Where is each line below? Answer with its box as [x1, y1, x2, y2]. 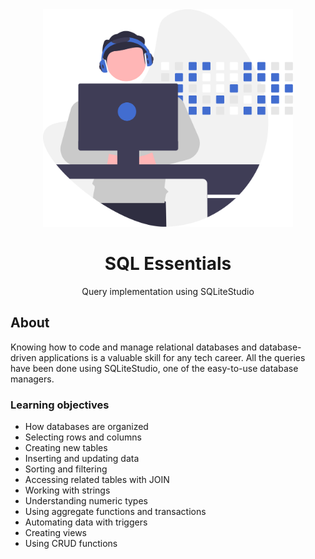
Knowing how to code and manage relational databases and [10, 341, 258, 353]
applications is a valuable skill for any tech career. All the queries [38, 351, 306, 363]
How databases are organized [24, 421, 149, 433]
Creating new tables [24, 442, 108, 454]
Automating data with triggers [24, 516, 148, 528]
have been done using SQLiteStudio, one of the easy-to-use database [10, 362, 299, 374]
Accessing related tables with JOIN [24, 474, 170, 486]
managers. [10, 373, 55, 385]
